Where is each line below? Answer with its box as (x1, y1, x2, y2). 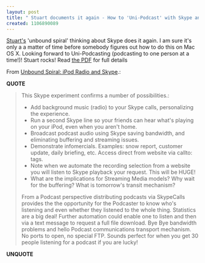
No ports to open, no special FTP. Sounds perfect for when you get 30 (21, 232, 199, 240)
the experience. (30, 110, 70, 118)
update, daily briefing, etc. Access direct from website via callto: (30, 149, 193, 156)
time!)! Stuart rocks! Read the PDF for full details (6, 56, 128, 64)
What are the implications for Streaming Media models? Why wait (30, 175, 195, 182)
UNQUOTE (6, 251, 34, 258)
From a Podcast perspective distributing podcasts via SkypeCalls (21, 193, 185, 201)
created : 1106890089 (6, 20, 59, 26)
